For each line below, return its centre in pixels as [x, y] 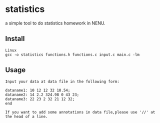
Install [15, 39]
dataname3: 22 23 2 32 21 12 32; [40, 99]
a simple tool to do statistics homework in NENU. [55, 23]
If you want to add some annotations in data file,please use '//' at [80, 112]
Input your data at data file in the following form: [62, 81]
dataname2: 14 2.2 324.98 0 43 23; [42, 94]
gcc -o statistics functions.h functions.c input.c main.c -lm [72, 54]
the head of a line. [27, 116]
